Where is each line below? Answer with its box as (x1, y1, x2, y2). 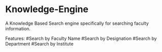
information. (5, 25, 31, 31)
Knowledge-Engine (5, 4, 89, 15)
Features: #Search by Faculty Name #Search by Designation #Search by (5, 35, 157, 41)
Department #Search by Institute (5, 40, 74, 46)
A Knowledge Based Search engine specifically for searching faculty (5, 20, 149, 26)
